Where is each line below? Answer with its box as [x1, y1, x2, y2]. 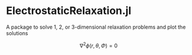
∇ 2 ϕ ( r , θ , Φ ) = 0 [79, 41, 118, 49]
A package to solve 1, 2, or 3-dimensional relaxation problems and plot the [6, 23, 186, 30]
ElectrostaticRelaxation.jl [6, 4, 132, 18]
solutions [6, 29, 28, 36]
